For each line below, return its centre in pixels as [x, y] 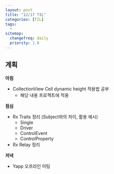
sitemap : [14, 33]
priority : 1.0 [24, 43]
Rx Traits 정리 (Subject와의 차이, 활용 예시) [55, 117]
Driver [26, 128]
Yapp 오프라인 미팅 [31, 166]
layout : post [19, 10]
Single [27, 122]
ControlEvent [34, 133]
